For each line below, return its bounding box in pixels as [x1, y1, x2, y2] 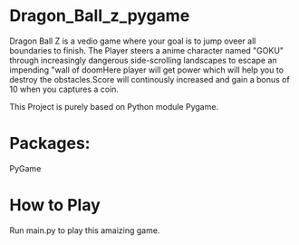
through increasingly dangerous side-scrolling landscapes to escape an [9, 54, 278, 65]
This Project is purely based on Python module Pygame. [9, 101, 219, 112]
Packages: [9, 133, 91, 154]
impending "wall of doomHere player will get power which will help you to [9, 64, 284, 75]
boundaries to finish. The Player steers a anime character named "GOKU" [9, 44, 284, 55]
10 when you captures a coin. [9, 83, 120, 94]
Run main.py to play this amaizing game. [9, 224, 160, 236]
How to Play [9, 195, 101, 216]
